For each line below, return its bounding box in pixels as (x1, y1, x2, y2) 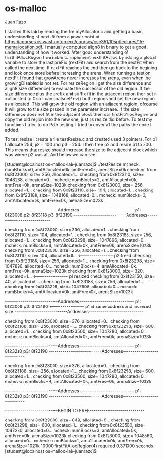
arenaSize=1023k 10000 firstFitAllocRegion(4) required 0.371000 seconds (5, 443, 153, 449)
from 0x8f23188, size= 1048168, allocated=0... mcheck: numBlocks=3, (5, 192, 147, 198)
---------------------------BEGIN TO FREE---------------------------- (5, 407, 145, 413)
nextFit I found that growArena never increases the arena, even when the (5, 75, 151, 81)
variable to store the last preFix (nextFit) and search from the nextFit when (5, 59, 154, 65)
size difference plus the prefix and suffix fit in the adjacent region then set (5, 91, 153, 96)
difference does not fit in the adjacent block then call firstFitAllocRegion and (5, 111, 158, 117)
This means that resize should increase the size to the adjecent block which (5, 147, 157, 153)
